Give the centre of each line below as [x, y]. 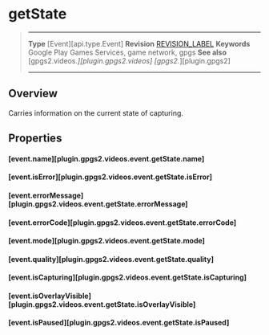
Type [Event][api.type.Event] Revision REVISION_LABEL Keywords [139, 43]
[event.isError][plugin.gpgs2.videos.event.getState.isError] [110, 177]
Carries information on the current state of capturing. [96, 112]
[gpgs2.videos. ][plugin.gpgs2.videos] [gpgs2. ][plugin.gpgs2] [129, 60]
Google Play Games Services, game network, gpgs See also [127, 52]
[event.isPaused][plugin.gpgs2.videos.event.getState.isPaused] [119, 323]
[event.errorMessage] [46, 195]
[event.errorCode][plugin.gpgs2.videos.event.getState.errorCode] [122, 223]
